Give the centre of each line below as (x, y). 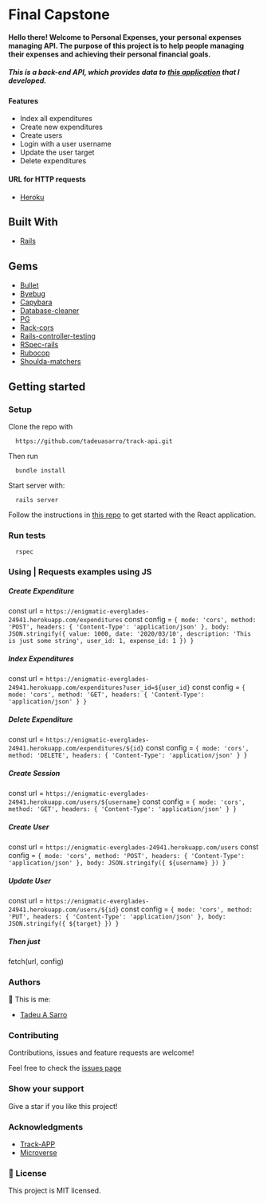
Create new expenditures (61, 127)
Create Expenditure (41, 590)
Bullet (29, 285)
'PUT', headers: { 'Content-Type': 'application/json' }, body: (117, 917)
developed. (27, 80)
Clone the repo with (41, 426)
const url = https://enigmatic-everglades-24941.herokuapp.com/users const (133, 847)
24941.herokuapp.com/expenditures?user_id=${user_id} (100, 688)
